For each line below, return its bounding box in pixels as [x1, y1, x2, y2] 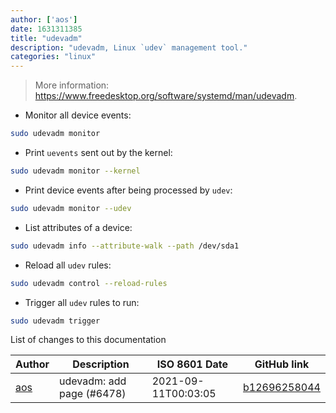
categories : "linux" [10, 52, 97, 62]
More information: [34, 79, 110, 91]
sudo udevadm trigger [10, 316, 101, 326]
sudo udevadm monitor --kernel [10, 166, 141, 176]
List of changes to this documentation [10, 334, 167, 346]
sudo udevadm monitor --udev [10, 203, 132, 213]
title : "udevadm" [10, 33, 83, 43]
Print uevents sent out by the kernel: [24, 147, 173, 158]
